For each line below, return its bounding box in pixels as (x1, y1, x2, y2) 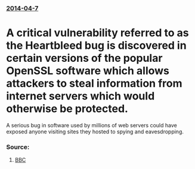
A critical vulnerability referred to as (6, 26, 189, 40)
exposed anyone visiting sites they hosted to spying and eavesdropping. (6, 128, 184, 135)
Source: (6, 143, 30, 151)
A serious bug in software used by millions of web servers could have (6, 121, 177, 129)
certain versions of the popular (6, 52, 163, 65)
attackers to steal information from (6, 77, 183, 90)
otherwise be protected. (6, 102, 128, 115)
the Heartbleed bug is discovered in (6, 39, 187, 52)
